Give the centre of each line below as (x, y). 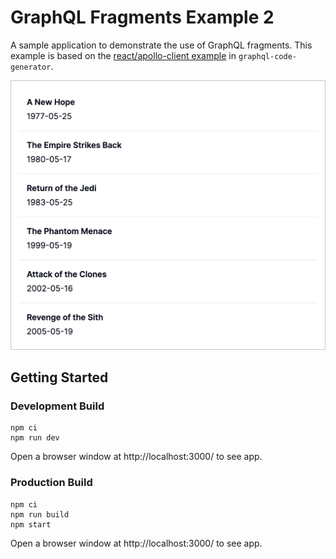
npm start (31, 524)
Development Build (57, 406)
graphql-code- (267, 56)
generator (31, 67)
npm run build (40, 514)
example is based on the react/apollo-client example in (123, 55)
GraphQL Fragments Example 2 (142, 17)
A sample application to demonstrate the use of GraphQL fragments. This (161, 45)
